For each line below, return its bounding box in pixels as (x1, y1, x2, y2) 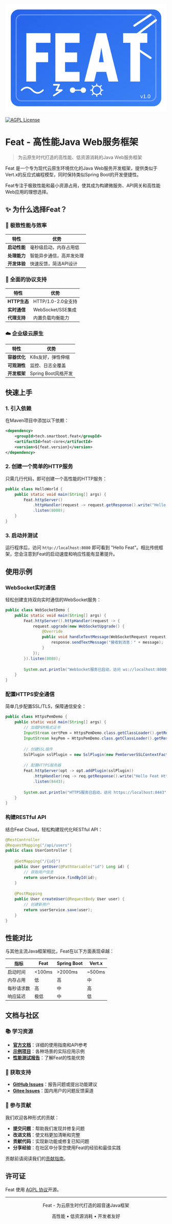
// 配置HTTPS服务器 (24, 763, 61, 768)
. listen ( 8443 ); (32, 779, 66, 784)
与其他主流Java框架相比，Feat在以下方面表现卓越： (5, 948, 114, 954)
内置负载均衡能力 (33, 314, 70, 321)
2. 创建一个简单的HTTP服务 (5, 463, 73, 470)
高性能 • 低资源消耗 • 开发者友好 (52, 1213, 120, 1219)
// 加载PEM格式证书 (24, 725, 60, 730)
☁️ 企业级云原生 (5, 330, 44, 337)
